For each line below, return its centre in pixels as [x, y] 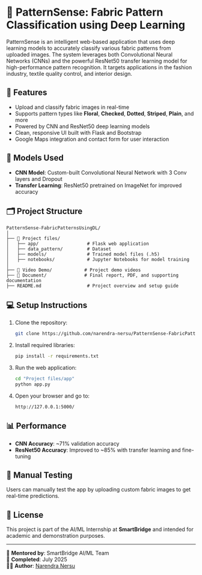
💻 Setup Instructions [47, 305]
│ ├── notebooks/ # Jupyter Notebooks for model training [98, 260]
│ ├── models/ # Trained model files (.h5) [83, 254]
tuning [23, 456]
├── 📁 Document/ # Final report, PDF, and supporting [93, 275]
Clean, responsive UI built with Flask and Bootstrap [78, 132]
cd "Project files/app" [45, 378]
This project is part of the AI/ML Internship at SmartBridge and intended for [100, 529]
